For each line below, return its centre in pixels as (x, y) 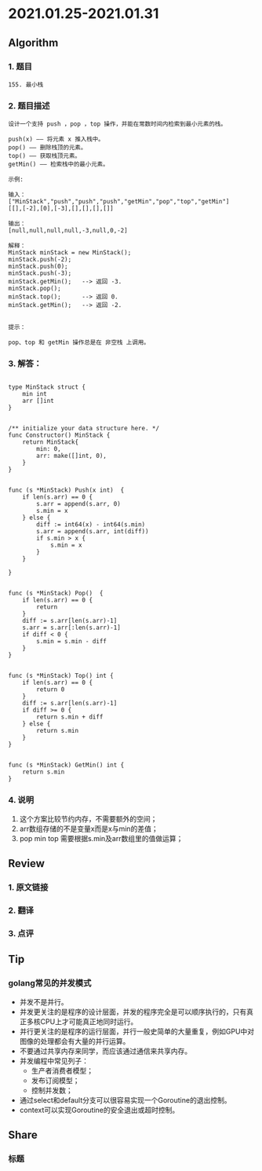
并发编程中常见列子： (54, 1060)
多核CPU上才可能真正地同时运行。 (82, 1021)
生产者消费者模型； (62, 1070)
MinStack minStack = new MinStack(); (70, 253)
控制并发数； (52, 1090)
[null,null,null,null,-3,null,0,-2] (68, 231)
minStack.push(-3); (40, 273)
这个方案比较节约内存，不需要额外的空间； (88, 818)
